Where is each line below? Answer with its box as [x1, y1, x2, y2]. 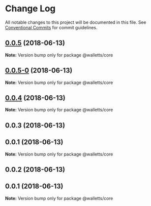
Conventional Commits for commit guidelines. [5, 24, 97, 30]
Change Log [5, 3, 56, 14]
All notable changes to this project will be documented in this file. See [5, 19, 147, 25]
